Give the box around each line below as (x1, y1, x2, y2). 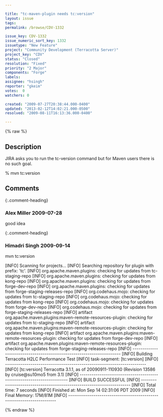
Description (5, 143, 41, 151)
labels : (5, 75, 21, 80)
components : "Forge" (5, 70, 47, 75)
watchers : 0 (5, 93, 29, 98)
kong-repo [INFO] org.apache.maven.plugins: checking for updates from (5, 278, 151, 284)
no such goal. (5, 161, 33, 167)
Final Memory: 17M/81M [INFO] (5, 393, 67, 398)
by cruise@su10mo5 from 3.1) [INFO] (5, 372, 79, 377)
